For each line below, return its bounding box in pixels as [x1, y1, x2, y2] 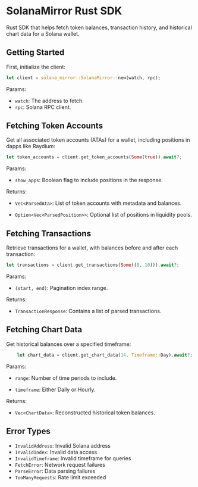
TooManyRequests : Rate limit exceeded [14, 473, 106, 480]
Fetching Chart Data [6, 324, 82, 335]
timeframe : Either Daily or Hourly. [14, 386, 96, 393]
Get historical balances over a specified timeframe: [6, 341, 131, 348]
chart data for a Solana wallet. [6, 30, 80, 37]
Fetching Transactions [6, 228, 91, 239]
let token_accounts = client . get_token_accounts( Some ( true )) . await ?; [6, 154, 183, 160]
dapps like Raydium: [6, 143, 55, 150]
